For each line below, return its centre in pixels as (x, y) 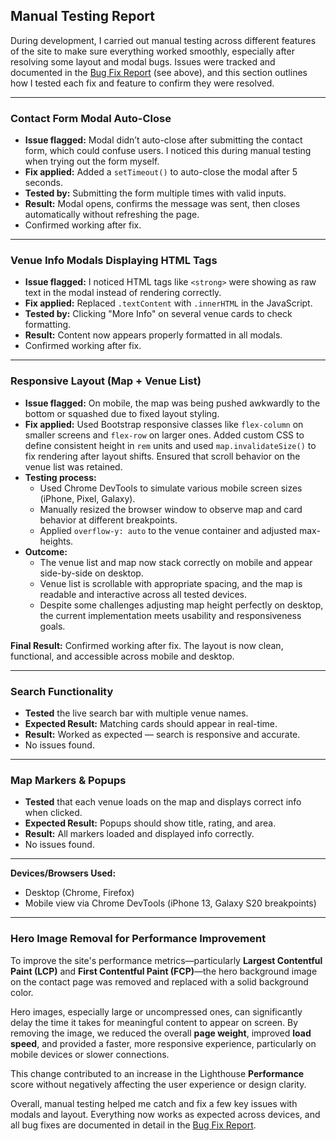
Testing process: (60, 477)
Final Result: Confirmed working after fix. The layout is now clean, (147, 645)
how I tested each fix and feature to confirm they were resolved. (142, 83)
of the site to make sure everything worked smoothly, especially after (152, 51)
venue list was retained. (73, 466)
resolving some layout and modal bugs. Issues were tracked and (143, 61)
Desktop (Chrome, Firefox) (79, 893)
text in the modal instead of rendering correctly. (123, 293)
